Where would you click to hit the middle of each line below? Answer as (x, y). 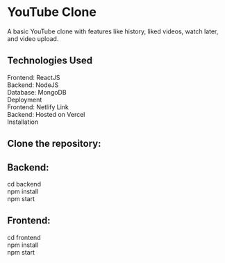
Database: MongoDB (37, 92)
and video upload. (33, 38)
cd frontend (24, 237)
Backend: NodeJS (33, 85)
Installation (23, 122)
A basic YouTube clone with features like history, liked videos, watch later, (113, 31)
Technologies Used (50, 61)
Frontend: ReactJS (34, 77)
